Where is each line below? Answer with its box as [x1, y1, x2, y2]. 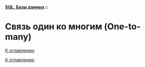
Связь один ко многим [5, 21, 103, 32]
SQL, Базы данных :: [5, 4, 49, 10]
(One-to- [104, 21, 141, 32]
